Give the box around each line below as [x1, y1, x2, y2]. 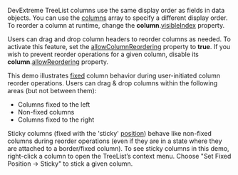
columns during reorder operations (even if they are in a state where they [7, 137, 222, 145]
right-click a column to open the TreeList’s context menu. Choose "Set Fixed [7, 152, 232, 160]
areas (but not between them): [7, 87, 97, 95]
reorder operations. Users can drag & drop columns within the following [7, 79, 218, 87]
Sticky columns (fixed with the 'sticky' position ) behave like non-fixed [7, 129, 212, 137]
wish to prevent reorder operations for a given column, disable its [7, 50, 200, 58]
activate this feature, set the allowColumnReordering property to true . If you [7, 43, 231, 51]
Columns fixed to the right [17, 115, 95, 124]
